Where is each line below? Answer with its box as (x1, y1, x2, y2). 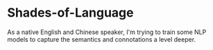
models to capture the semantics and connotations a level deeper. (7, 35, 196, 43)
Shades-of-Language (7, 5, 134, 21)
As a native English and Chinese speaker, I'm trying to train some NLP (7, 28, 207, 36)
